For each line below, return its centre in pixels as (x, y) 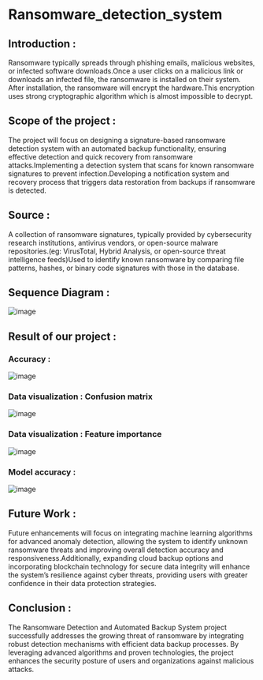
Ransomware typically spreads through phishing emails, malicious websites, (131, 62)
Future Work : (42, 514)
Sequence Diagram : (59, 293)
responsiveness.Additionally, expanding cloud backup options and (116, 558)
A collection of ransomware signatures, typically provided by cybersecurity (130, 234)
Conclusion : (40, 609)
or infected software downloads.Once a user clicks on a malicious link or (126, 71)
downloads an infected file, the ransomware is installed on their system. (125, 79)
